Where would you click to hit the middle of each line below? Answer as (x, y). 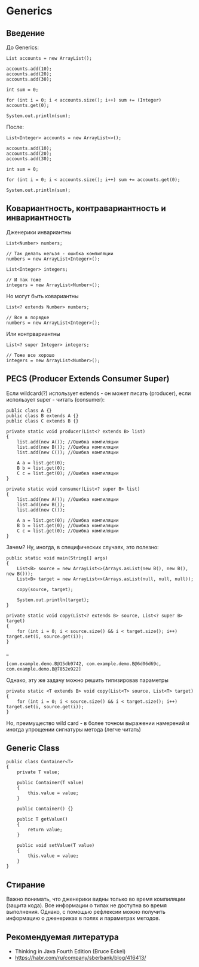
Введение (26, 33)
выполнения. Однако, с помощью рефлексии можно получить (86, 912)
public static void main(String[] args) (57, 558)
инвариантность (39, 218)
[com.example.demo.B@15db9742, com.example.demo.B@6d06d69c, (84, 664)
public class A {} (29, 411)
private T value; (39, 772)
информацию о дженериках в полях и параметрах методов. (83, 918)
